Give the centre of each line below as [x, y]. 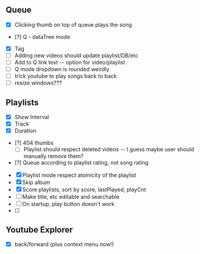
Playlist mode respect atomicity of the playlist [79, 175]
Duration [25, 131]
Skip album [36, 182]
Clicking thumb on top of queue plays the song [73, 24]
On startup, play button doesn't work [68, 204]
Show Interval [32, 117]
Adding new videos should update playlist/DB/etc [76, 55]
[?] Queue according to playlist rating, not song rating [81, 163]
